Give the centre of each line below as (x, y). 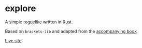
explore (21, 8)
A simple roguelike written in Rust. (39, 22)
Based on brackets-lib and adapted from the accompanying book (71, 31)
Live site (13, 40)
